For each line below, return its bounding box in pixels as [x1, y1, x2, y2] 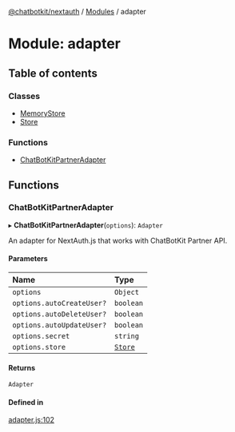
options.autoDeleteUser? [12, 310, 107, 319]
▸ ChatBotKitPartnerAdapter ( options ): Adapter [8, 220, 164, 230]
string [114, 331, 140, 341]
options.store [12, 343, 66, 352]
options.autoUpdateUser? [12, 321, 107, 330]
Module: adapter [8, 35, 121, 53]
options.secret [12, 331, 70, 341]
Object [114, 287, 140, 297]
